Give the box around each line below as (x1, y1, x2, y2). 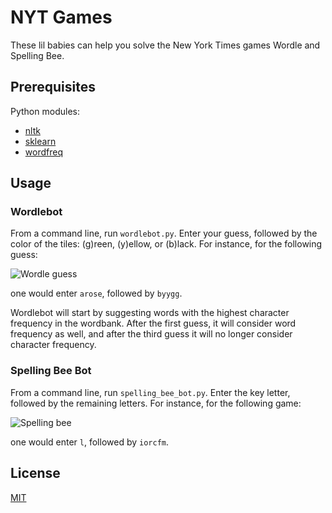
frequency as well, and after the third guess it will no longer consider (10, 328, 293, 340)
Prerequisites (10, 79, 96, 96)
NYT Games (10, 6, 113, 29)
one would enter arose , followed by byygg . (10, 287, 183, 300)
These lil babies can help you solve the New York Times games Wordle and (10, 39, 321, 51)
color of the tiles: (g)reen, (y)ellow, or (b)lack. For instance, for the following (10, 238, 323, 250)
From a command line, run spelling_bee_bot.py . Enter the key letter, (10, 386, 291, 398)
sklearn (24, 135, 57, 147)
